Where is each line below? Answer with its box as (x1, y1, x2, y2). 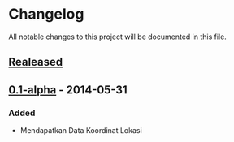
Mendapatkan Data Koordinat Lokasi (19, 126, 142, 136)
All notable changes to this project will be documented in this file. (8, 32, 227, 41)
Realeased (8, 55, 63, 69)
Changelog (8, 5, 84, 24)
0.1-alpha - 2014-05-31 (8, 83, 128, 97)
